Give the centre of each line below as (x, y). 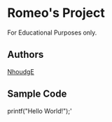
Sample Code (37, 94)
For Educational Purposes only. (52, 32)
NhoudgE (21, 71)
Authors (26, 55)
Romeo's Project (56, 13)
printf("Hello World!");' (40, 111)
